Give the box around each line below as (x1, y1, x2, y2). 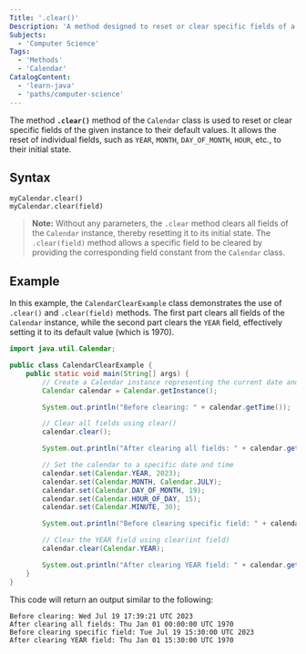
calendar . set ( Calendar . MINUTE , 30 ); (42, 503, 181, 512)
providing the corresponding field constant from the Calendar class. (31, 247, 286, 258)
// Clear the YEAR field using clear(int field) (42, 536, 230, 545)
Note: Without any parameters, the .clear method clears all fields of (31, 218, 289, 229)
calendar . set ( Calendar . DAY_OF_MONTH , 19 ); (42, 485, 206, 495)
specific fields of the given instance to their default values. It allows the (9, 124, 277, 135)
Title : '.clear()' (9, 13, 79, 23)
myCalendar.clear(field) (9, 202, 104, 211)
